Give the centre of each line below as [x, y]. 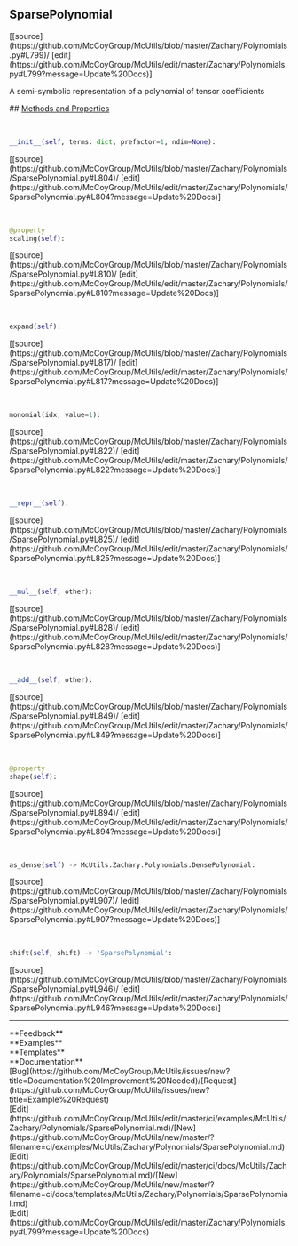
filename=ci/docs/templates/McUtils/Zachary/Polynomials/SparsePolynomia [149, 1194]
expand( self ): [35, 327]
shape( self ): [33, 776]
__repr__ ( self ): [39, 503]
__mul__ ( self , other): [51, 592]
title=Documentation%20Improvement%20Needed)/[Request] [123, 1081]
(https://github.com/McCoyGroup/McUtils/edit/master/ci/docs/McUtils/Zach [148, 1166]
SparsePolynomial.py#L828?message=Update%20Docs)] [115, 646]
